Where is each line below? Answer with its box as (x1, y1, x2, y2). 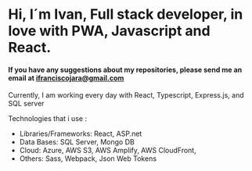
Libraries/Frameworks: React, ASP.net (19, 129, 142, 138)
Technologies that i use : (8, 114, 88, 123)
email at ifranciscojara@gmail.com (8, 73, 124, 83)
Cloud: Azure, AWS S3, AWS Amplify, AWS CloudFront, (19, 146, 197, 155)
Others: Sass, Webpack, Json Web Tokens (19, 154, 157, 163)
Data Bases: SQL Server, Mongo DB (19, 137, 135, 147)
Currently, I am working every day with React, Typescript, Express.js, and (8, 91, 244, 100)
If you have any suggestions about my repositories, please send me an (8, 65, 243, 74)
